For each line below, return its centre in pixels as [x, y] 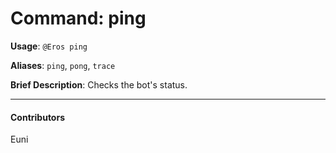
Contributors [38, 117]
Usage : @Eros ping [49, 46]
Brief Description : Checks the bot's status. [99, 84]
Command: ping [78, 18]
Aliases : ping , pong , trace [63, 65]
